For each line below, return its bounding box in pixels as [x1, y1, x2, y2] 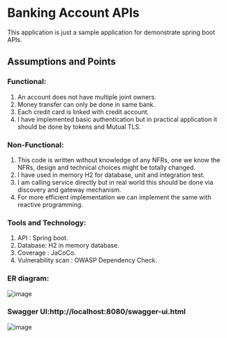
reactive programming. [17, 200, 84, 209]
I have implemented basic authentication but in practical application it [17, 115, 218, 123]
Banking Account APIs [7, 5, 140, 21]
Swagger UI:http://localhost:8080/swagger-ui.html [7, 307, 186, 316]
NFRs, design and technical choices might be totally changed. [17, 163, 196, 171]
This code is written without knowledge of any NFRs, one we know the [17, 155, 221, 164]
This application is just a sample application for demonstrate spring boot [7, 28, 215, 36]
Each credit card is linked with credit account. [17, 107, 149, 116]
